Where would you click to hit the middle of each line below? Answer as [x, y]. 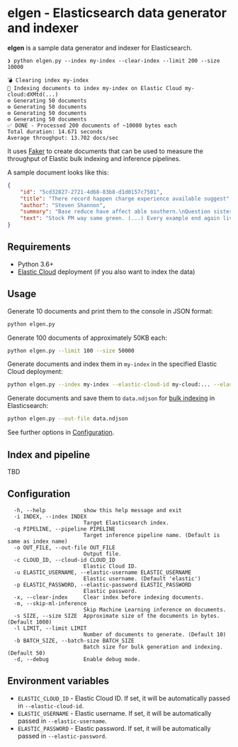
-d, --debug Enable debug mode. [77, 659]
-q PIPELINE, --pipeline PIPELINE [64, 529]
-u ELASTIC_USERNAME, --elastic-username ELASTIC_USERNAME [103, 572]
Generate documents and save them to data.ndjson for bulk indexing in [111, 398]
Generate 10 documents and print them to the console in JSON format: [110, 311]
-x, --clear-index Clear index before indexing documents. [109, 597]
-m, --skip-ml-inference [50, 603]
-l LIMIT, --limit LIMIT [50, 628]
